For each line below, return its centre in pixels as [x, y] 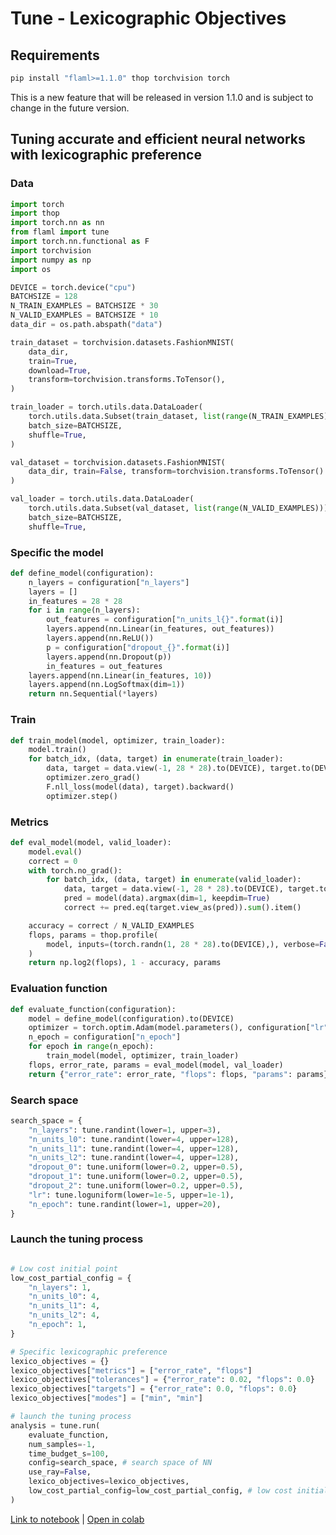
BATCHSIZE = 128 [44, 297]
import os [31, 269]
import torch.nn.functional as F [80, 242]
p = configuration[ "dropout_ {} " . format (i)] [138, 647]
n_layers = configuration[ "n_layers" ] [109, 582]
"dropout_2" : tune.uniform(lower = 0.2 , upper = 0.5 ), [136, 1186]
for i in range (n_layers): [84, 610]
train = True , [53, 361]
